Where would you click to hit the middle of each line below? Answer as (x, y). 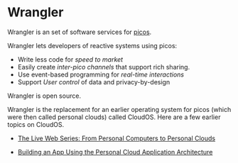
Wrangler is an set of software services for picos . (80, 32)
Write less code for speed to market (70, 59)
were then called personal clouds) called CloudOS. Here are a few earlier (114, 117)
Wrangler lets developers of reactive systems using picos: (92, 45)
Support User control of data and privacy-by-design (94, 81)
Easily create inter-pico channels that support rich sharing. (104, 67)
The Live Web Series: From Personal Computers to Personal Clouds (116, 138)
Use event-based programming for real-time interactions (101, 74)
